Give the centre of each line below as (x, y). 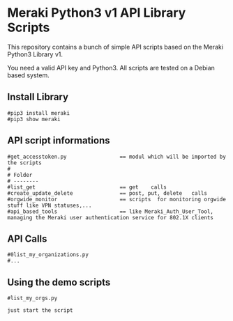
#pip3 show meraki (34, 119)
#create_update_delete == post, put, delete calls (107, 193)
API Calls (27, 238)
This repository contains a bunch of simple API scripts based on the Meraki (115, 47)
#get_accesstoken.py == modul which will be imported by (117, 157)
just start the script (40, 311)
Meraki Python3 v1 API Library (97, 13)
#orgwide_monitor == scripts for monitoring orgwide (117, 199)
